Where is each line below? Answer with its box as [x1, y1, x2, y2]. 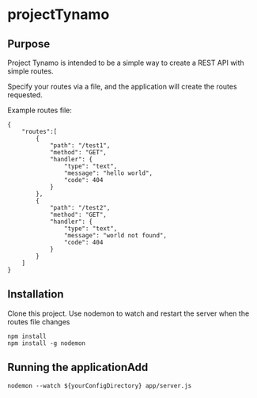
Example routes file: [7, 105, 73, 115]
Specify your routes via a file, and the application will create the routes [7, 81, 238, 91]
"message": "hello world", [63, 169, 153, 177]
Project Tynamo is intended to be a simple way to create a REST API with [7, 58, 244, 67]
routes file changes [7, 317, 70, 326]
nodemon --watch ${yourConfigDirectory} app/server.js [7, 381, 192, 389]
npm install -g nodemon [7, 339, 86, 347]
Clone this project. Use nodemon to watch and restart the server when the [7, 309, 250, 318]
